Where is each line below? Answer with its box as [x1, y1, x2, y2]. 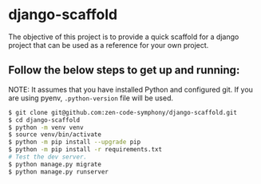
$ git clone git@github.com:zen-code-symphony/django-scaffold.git [8, 108, 238, 116]
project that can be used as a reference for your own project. [8, 40, 209, 49]
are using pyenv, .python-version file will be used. [8, 93, 174, 103]
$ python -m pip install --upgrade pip [8, 138, 141, 147]
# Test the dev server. [8, 153, 88, 161]
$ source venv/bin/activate [8, 131, 102, 139]
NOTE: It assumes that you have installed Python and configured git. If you [8, 84, 254, 94]
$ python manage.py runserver [8, 167, 109, 176]
